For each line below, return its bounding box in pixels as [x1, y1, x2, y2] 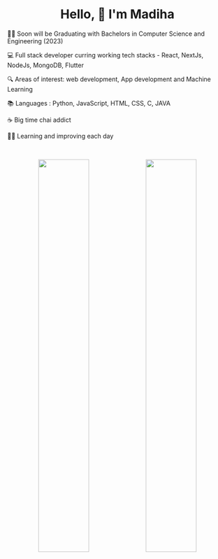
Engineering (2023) [7, 36, 64, 45]
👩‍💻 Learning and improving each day [7, 132, 114, 140]
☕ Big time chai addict [7, 115, 71, 124]
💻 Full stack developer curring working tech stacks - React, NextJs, [7, 50, 204, 59]
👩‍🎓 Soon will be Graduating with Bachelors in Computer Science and [7, 29, 205, 38]
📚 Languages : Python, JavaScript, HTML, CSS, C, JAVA [7, 99, 171, 107]
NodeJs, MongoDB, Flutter [7, 61, 84, 69]
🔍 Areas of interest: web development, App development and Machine [7, 75, 212, 83]
